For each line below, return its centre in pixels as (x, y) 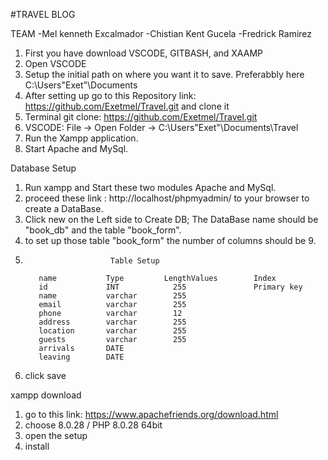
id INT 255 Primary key (170, 287)
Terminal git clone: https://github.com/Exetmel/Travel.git (141, 117)
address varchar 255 (112, 322)
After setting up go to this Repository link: (110, 95)
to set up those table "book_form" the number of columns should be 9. (170, 240)
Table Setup (134, 261)
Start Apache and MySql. (76, 148)
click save (45, 375)
